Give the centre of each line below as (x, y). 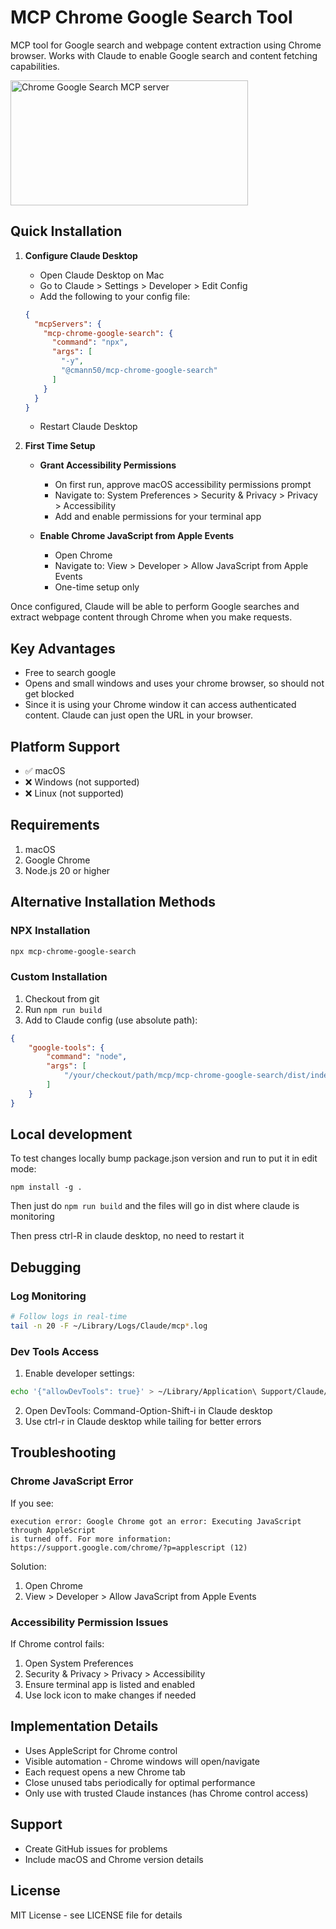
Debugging (46, 1267)
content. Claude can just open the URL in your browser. (138, 715)
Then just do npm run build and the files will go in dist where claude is (155, 1206)
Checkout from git (62, 998)
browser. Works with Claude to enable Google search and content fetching (164, 55)
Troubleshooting (63, 1452)
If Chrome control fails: (57, 1644)
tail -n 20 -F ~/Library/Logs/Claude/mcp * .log (109, 1326)
